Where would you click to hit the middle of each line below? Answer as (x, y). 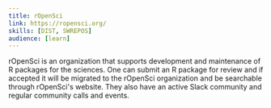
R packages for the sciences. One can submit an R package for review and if (136, 70)
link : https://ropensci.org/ (57, 23)
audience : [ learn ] (39, 38)
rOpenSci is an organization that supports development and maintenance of (135, 61)
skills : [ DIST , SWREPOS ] (50, 31)
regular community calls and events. (69, 96)
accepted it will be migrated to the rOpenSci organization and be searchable (135, 78)
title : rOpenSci (36, 16)
